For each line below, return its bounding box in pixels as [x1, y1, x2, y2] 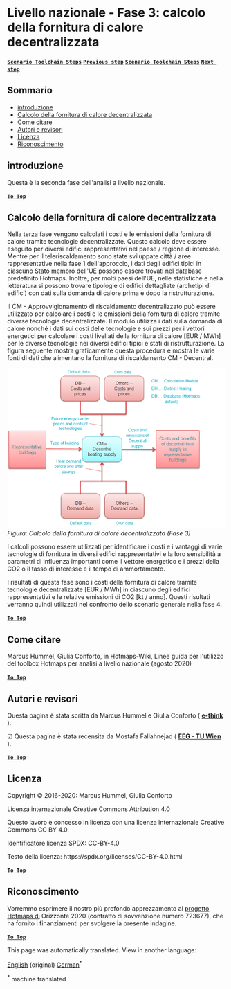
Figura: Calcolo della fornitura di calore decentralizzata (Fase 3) [7, 529, 191, 537]
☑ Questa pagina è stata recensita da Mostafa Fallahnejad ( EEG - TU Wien [7, 732, 221, 740]
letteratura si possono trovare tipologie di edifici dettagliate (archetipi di [7, 282, 211, 290]
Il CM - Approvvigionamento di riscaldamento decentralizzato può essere [7, 303, 216, 311]
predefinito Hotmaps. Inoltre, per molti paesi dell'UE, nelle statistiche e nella [7, 274, 223, 283]
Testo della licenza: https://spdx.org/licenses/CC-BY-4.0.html [7, 852, 183, 860]
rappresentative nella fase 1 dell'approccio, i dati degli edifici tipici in [7, 260, 202, 268]
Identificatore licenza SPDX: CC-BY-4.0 [7, 839, 120, 847]
